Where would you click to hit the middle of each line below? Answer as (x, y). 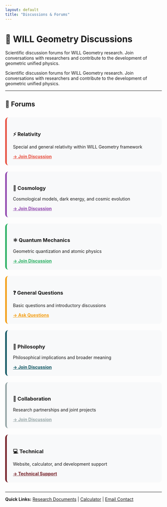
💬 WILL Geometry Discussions (69, 39)
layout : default (22, 10)
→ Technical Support (35, 474)
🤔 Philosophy (29, 346)
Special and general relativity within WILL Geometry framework (78, 147)
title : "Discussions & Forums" (38, 14)
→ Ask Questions (31, 315)
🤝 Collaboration (32, 399)
